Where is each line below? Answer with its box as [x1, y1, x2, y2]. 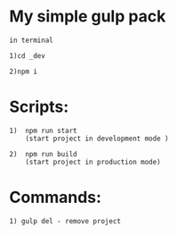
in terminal [9, 36, 53, 45]
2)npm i [9, 67, 38, 76]
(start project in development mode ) [25, 134, 169, 143]
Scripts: [9, 97, 69, 117]
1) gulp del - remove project [9, 216, 122, 225]
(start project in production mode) [25, 157, 162, 166]
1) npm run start [9, 126, 77, 135]
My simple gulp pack [9, 6, 166, 27]
